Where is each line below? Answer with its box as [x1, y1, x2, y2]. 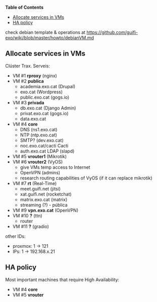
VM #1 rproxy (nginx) [12, 72, 57, 79]
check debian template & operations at [5, 29, 86, 35]
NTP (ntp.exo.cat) [20, 132, 57, 138]
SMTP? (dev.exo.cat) [20, 137, 64, 143]
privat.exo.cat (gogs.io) [20, 110, 69, 116]
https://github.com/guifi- [86, 29, 138, 35]
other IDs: [5, 233, 26, 239]
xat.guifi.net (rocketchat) [20, 191, 72, 197]
